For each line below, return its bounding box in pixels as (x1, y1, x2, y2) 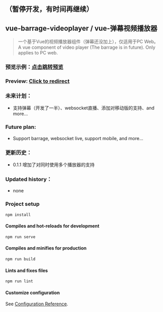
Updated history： (5, 175, 52, 183)
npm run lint (5, 279, 33, 284)
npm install (5, 212, 31, 217)
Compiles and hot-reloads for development (5, 223, 100, 229)
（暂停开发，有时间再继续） (5, 5, 94, 14)
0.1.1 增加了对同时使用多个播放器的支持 (12, 161, 95, 168)
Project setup (5, 201, 40, 208)
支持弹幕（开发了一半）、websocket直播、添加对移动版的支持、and (12, 105, 155, 111)
